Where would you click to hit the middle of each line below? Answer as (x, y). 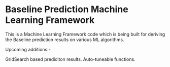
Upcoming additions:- (28, 49)
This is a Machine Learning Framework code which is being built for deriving (85, 34)
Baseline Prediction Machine (67, 9)
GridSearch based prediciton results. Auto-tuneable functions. (70, 59)
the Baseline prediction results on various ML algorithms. (65, 40)
